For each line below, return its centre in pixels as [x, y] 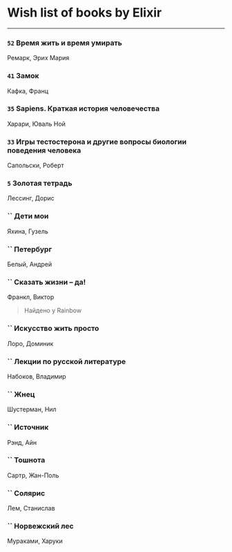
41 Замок [23, 76]
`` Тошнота [26, 460]
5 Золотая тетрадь [40, 183]
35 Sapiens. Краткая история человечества [84, 108]
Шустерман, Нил [32, 410]
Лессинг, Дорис [31, 198]
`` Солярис [26, 493]
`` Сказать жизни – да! [47, 282]
